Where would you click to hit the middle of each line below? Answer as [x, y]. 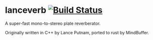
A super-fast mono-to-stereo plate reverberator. [53, 23]
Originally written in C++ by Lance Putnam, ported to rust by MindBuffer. [77, 32]
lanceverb [26, 10]
